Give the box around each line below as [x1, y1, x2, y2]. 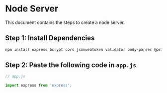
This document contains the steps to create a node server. [5, 19, 125, 25]
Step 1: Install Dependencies [5, 34, 95, 42]
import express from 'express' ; [5, 83, 72, 88]
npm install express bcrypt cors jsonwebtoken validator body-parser [5, 47, 153, 52]
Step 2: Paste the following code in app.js [5, 61, 137, 70]
